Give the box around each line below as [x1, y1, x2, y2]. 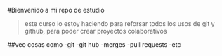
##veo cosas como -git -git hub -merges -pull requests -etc [7, 41, 181, 48]
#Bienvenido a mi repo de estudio [7, 6, 105, 14]
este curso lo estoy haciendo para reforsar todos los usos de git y [24, 20, 216, 27]
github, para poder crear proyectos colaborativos [24, 27, 167, 35]
